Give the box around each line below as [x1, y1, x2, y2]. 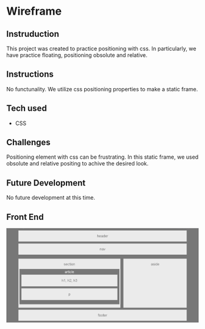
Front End [6, 211, 44, 222]
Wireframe [6, 4, 62, 18]
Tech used [6, 103, 47, 114]
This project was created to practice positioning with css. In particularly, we [6, 45, 196, 52]
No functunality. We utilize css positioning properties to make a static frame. [6, 85, 198, 93]
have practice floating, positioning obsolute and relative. [6, 51, 148, 59]
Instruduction [6, 29, 60, 39]
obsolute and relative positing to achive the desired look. [6, 160, 149, 167]
